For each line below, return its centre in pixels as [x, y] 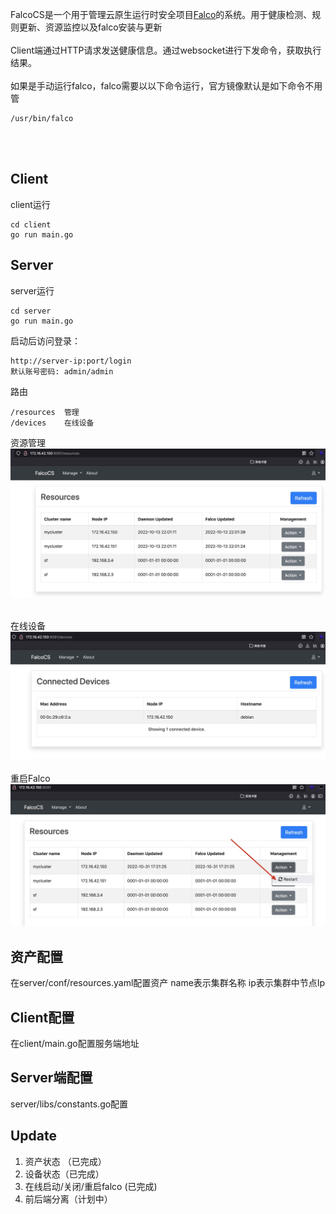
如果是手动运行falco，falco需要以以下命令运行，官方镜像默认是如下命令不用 [166, 86]
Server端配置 [51, 1078]
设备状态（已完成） [64, 1174]
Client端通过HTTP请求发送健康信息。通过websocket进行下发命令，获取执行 [166, 50]
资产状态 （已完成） [65, 1161]
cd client [31, 224]
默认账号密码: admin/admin [62, 371]
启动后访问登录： [45, 340]
